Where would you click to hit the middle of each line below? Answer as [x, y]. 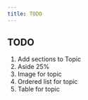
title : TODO [25, 14]
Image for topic [39, 74]
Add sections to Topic [49, 59]
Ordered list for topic [48, 82]
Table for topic [38, 89]
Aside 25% [33, 67]
